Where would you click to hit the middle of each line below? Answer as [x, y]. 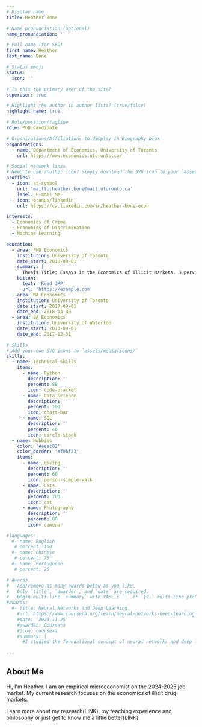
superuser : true [26, 95]
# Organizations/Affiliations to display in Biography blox [83, 139]
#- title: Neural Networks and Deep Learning [70, 608]
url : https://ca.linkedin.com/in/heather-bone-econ [83, 206]
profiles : [19, 178]
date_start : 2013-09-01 [47, 328]
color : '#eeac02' [39, 446]
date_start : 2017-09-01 [47, 306]
